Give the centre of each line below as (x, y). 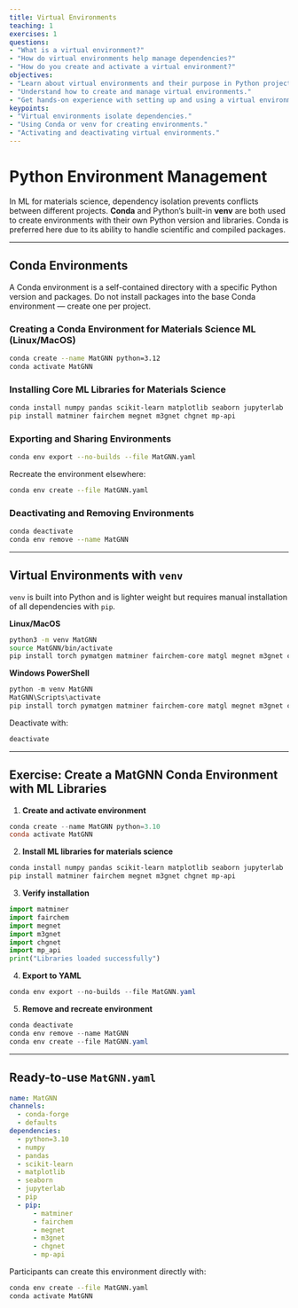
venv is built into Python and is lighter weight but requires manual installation (149, 597)
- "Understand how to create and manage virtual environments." (130, 91)
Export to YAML (51, 975)
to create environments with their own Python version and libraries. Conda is (149, 220)
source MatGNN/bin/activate (61, 648)
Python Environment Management (138, 177)
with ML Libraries (58, 789)
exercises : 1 (33, 34)
